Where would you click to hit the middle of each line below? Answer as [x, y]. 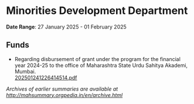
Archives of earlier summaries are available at [62, 89]
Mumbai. [25, 71]
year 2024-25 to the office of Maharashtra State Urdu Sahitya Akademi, [101, 65]
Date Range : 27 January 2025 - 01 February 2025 [67, 27]
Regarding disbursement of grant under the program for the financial [97, 59]
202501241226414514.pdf [46, 77]
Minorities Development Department [97, 11]
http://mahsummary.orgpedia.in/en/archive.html [64, 95]
